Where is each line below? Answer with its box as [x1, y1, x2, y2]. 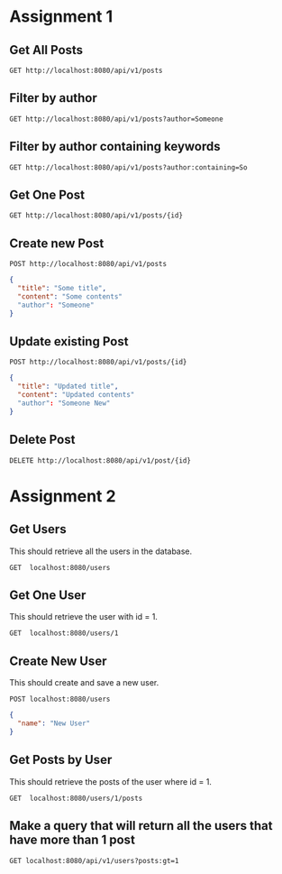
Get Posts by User [9, 752, 113, 768]
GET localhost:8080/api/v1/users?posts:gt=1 [9, 856, 179, 865]
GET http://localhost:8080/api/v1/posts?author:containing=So [9, 162, 248, 172]
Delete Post [9, 432, 76, 447]
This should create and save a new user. [9, 677, 159, 688]
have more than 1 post [9, 833, 135, 848]
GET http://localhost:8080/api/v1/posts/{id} [9, 211, 183, 220]
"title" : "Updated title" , [17, 382, 119, 391]
